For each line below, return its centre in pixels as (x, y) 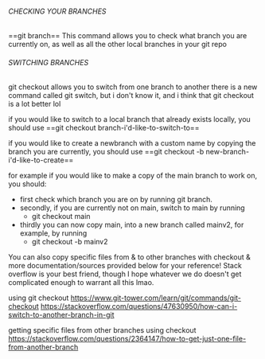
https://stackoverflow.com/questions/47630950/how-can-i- (139, 306)
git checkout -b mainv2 (70, 242)
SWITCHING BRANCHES (49, 62)
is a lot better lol (35, 104)
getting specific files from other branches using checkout (102, 330)
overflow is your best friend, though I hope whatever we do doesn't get (125, 274)
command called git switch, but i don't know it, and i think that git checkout (131, 96)
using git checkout (39, 298)
